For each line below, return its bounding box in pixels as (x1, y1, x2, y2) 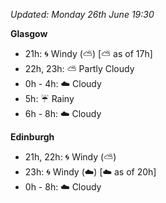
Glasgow (10, 28, 48, 39)
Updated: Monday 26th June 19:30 (10, 9, 155, 20)
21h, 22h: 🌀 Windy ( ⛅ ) (24, 151, 117, 163)
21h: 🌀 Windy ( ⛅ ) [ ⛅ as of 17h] (24, 48, 153, 59)
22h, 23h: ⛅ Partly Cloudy (24, 63, 135, 74)
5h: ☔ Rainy (24, 93, 75, 104)
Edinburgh (10, 131, 55, 143)
